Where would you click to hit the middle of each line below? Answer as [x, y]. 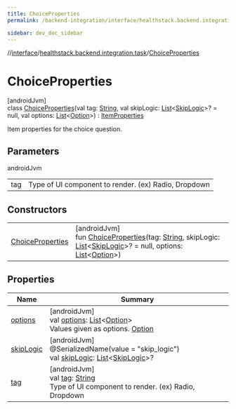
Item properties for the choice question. [65, 129]
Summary [137, 299]
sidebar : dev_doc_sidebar [45, 33]
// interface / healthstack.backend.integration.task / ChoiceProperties [104, 53]
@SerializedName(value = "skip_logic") [115, 349]
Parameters [33, 151]
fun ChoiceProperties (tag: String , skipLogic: [147, 237]
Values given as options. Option [101, 328]
